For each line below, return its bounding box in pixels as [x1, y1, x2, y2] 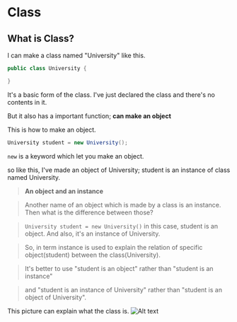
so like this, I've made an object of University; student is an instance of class [7, 166, 231, 174]
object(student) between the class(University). [24, 251, 161, 259]
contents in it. [7, 98, 47, 106]
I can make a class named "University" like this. [7, 51, 146, 59]
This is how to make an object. [7, 125, 97, 134]
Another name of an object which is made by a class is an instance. [24, 200, 221, 209]
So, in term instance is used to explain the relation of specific [24, 243, 203, 251]
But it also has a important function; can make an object [7, 111, 172, 120]
